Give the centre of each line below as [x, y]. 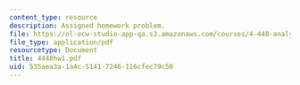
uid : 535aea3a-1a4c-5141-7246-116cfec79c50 [92, 67]
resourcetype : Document [54, 50]
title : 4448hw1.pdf [46, 58]
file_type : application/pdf [62, 42]
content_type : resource [54, 17]
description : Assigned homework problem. [87, 26]
